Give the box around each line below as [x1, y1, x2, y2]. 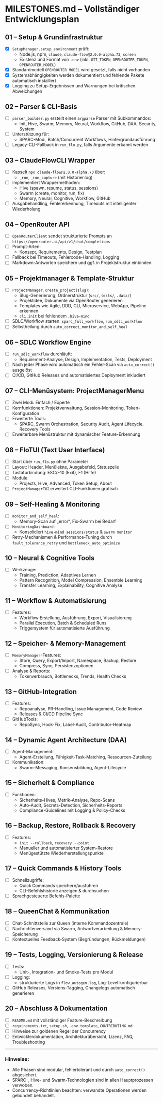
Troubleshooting [12, 1039, 45, 1045]
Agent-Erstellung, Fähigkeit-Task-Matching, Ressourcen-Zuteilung [19, 754, 152, 760]
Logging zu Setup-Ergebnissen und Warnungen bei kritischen [12, 83, 136, 89]
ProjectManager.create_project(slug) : [12, 287, 90, 293]
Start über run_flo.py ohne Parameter [12, 459, 89, 464]
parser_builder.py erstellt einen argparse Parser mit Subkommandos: [12, 115, 151, 121]
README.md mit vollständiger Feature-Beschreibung [12, 1017, 113, 1023]
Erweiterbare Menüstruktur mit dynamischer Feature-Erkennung [12, 431, 141, 437]
